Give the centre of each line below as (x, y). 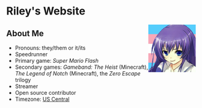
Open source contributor (45, 93)
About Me (25, 33)
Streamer (26, 86)
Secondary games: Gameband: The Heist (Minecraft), (81, 67)
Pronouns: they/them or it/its (50, 48)
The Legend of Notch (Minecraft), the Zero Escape (78, 73)
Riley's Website (46, 11)
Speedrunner (31, 54)
